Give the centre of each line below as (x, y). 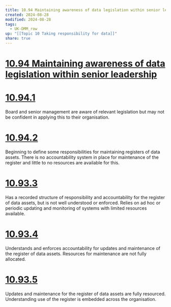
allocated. (16, 259)
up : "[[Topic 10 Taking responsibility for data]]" (61, 34)
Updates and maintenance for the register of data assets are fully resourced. (85, 294)
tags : (11, 24)
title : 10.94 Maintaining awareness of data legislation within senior (83, 10)
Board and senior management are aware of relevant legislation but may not (85, 112)
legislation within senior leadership (81, 75)
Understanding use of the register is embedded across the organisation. (81, 299)
